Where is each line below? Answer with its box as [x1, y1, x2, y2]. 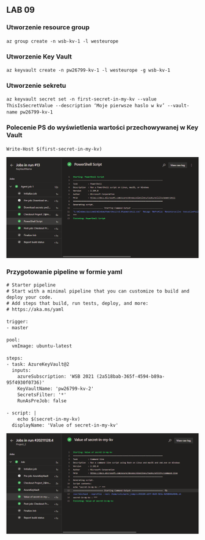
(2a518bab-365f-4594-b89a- [96, 374, 165, 380]
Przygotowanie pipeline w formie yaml [6, 268, 123, 276]
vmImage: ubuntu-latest [12, 343, 72, 349]
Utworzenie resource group [6, 23, 90, 32]
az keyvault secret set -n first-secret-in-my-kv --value [6, 96, 157, 102]
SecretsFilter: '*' [17, 392, 67, 398]
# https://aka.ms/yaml [6, 307, 64, 313]
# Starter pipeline [6, 282, 56, 288]
